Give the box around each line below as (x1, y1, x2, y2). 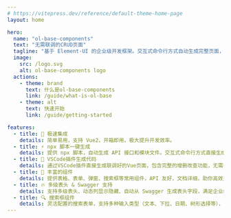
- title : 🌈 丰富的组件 (13, 169, 74, 175)
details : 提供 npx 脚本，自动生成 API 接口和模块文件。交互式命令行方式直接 (19, 149, 217, 156)
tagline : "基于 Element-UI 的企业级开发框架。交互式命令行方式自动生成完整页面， (13, 48, 225, 55)
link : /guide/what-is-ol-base (25, 93, 112, 99)
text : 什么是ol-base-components (25, 86, 115, 93)
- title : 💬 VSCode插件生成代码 (13, 156, 97, 163)
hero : (7, 29, 23, 36)
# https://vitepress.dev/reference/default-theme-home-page (7, 10, 184, 17)
